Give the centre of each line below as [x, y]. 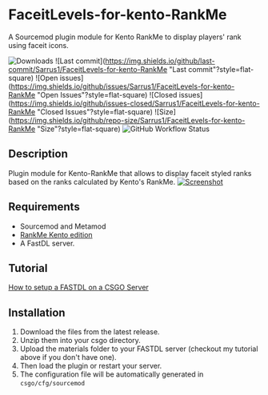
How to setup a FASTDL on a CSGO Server [79, 287]
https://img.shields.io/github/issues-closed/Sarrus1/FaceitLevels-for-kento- [135, 103]
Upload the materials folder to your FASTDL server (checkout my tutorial [139, 349]
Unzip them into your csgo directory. [80, 341]
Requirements [44, 207]
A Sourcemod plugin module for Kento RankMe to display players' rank [125, 37]
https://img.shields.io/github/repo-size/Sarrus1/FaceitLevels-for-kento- [128, 120]
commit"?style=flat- [221, 69]
